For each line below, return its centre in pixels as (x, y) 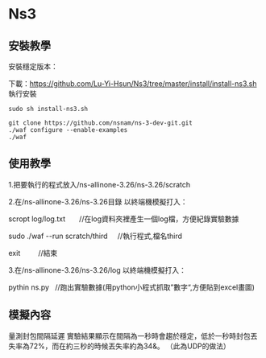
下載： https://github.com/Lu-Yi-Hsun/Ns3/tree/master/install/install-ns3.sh (133, 84)
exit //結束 (33, 253)
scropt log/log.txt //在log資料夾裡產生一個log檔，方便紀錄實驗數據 (124, 219)
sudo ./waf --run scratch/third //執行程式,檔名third (96, 236)
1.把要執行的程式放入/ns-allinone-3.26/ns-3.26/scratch (100, 184)
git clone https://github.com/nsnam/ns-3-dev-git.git (101, 123)
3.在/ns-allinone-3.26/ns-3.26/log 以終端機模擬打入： (98, 270)
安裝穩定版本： (33, 66)
